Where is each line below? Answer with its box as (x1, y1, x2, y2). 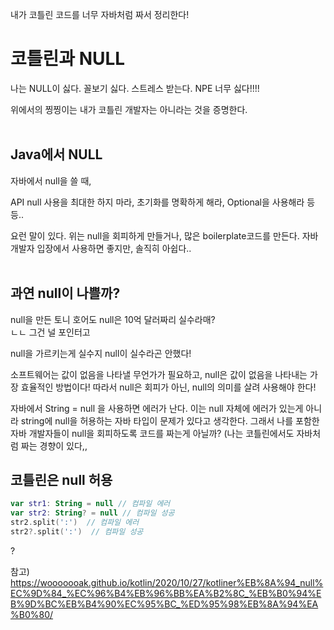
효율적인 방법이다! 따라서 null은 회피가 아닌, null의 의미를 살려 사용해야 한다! (20, 381, 317, 393)
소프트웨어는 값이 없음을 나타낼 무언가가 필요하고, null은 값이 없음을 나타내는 (10, 368, 308, 380)
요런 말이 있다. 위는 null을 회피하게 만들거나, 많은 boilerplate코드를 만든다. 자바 (10, 229, 319, 242)
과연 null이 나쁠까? (10, 285, 121, 302)
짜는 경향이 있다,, (20, 439, 88, 452)
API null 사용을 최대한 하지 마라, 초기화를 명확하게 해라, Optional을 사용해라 (10, 196, 305, 208)
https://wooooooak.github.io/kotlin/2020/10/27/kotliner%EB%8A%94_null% (10, 576, 324, 588)
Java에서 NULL (10, 146, 103, 163)
